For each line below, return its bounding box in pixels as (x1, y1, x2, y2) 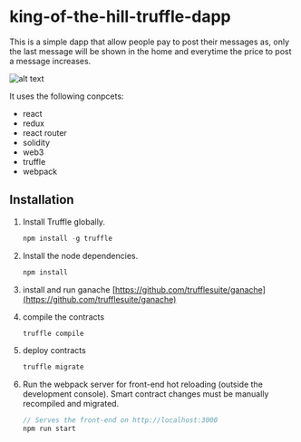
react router (22, 127, 68, 138)
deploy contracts (22, 345, 86, 356)
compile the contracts (22, 311, 105, 322)
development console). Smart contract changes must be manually (22, 389, 269, 399)
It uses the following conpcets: (9, 91, 124, 101)
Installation (9, 192, 74, 207)
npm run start (22, 424, 76, 434)
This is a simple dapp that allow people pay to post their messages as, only (9, 36, 290, 47)
